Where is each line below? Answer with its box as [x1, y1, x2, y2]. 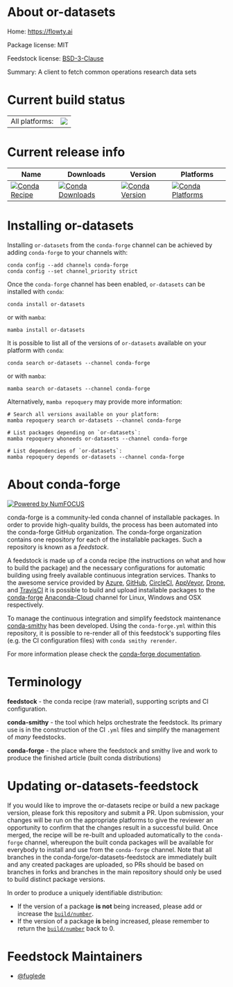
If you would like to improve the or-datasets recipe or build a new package [7, 801, 220, 810]
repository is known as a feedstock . [7, 542, 110, 551]
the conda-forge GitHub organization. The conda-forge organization [7, 528, 202, 536]
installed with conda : [7, 287, 64, 296]
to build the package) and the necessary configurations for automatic [7, 563, 206, 571]
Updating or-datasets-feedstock [7, 777, 199, 793]
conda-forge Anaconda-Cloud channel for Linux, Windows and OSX [7, 593, 202, 601]
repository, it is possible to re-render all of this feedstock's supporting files [7, 629, 221, 637]
